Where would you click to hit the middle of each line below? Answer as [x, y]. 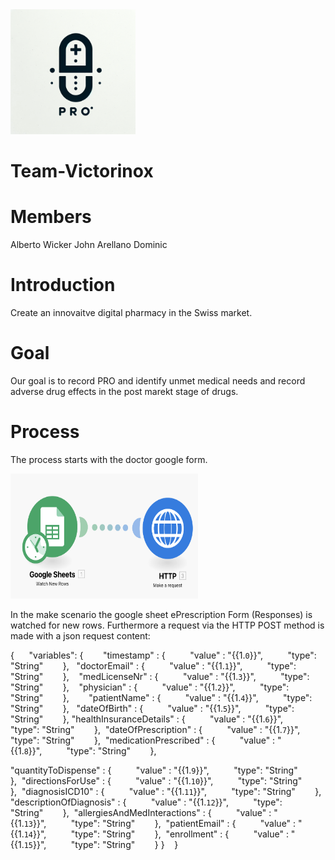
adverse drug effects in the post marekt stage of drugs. [124, 391]
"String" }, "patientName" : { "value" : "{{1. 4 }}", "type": [161, 697]
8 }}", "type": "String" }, [90, 750]
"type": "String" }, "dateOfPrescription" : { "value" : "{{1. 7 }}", [155, 729]
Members [51, 217]
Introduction [63, 285]
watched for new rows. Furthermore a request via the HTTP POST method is [167, 625]
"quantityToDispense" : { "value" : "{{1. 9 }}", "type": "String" [154, 770]
